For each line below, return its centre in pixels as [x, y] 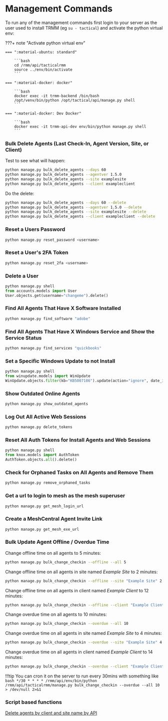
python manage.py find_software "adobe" [48, 318]
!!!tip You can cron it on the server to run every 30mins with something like [82, 676]
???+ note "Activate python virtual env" [45, 43]
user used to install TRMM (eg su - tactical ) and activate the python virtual [84, 28]
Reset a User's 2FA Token [37, 252]
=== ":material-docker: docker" [39, 83]
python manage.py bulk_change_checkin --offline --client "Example [77, 605]
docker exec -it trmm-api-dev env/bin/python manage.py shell [80, 126]
